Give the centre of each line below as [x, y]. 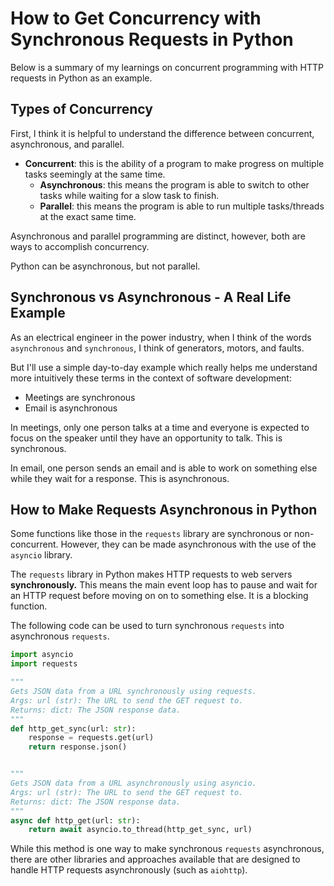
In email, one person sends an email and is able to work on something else [164, 468]
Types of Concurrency [81, 109]
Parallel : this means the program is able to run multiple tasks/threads [182, 206]
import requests [44, 664]
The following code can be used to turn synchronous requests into [147, 626]
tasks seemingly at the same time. [95, 174]
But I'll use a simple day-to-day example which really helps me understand [164, 367]
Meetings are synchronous [80, 397]
